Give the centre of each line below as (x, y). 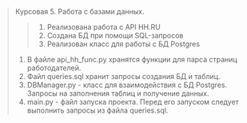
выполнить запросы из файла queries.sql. (98, 110)
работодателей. (54, 68)
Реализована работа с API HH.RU (104, 27)
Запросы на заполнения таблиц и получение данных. (118, 93)
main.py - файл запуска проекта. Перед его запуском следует (133, 102)
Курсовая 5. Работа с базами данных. (80, 12)
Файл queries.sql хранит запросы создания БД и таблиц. (124, 76)
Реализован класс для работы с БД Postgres (124, 44)
